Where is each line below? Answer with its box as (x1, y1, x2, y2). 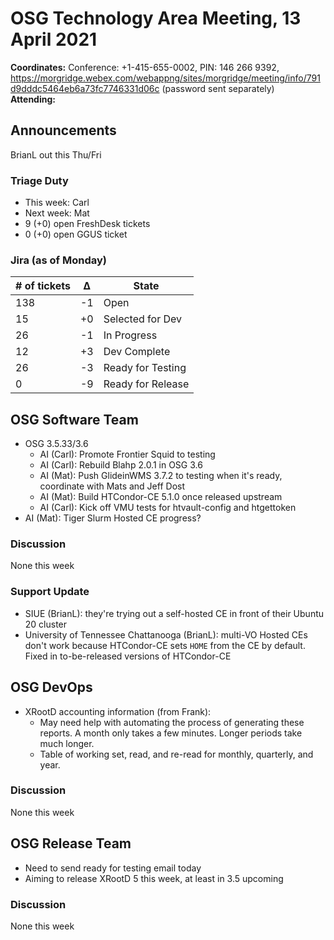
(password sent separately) (161, 82, 275, 94)
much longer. (39, 737, 95, 749)
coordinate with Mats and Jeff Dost (39, 480, 185, 492)
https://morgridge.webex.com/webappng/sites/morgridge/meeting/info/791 (10, 72, 321, 84)
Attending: (10, 93, 56, 105)
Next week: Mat (24, 207, 90, 219)
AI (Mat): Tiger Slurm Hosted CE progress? (24, 512, 202, 524)
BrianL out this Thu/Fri (10, 148, 102, 161)
